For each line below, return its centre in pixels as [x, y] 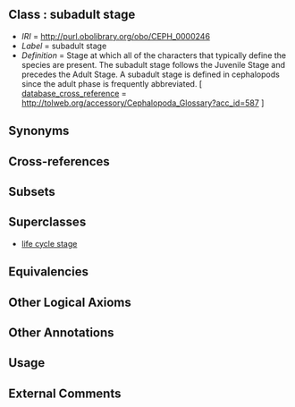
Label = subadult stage [64, 46]
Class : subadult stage [72, 15]
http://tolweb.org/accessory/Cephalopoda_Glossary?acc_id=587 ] [143, 103]
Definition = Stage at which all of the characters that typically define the [154, 55]
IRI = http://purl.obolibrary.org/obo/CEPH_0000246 [116, 36]
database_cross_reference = [74, 93]
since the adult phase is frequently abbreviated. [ [112, 83]
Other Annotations [61, 332]
